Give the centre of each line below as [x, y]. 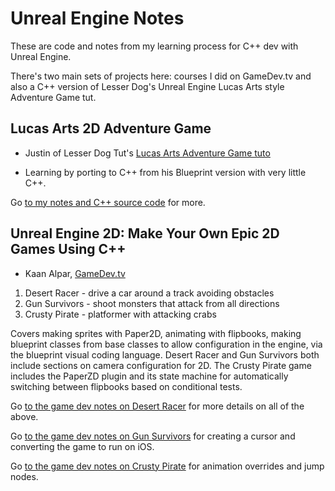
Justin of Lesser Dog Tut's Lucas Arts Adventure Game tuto [147, 153]
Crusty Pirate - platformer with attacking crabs [120, 314]
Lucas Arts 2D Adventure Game [111, 128]
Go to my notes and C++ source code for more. [108, 202]
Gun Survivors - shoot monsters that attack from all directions [152, 303]
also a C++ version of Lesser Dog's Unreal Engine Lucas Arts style [147, 86]
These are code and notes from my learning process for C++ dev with [154, 46]
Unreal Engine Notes [97, 18]
